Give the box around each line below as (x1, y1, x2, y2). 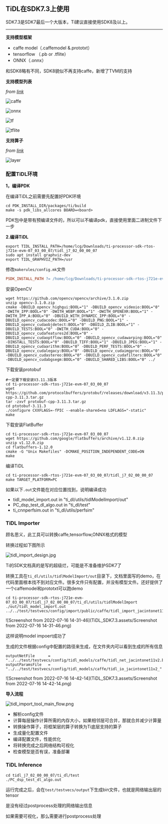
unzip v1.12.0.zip (5, 440, 44, 445)
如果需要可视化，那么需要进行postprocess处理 (5, 813, 101, 819)
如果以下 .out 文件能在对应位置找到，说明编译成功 (5, 486, 107, 493)
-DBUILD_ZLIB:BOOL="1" (88, 322, 136, 327)
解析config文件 (12, 711, 44, 717)
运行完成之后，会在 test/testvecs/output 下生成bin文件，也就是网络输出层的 (5, 787, 162, 793)
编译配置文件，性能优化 (12, 736, 61, 742)
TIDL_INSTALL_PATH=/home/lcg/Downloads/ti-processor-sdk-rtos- (21, 244, 156, 249)
